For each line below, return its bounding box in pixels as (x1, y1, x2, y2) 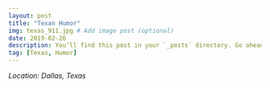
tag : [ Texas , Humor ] (8, 49, 78, 57)
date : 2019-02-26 (8, 34, 67, 42)
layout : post (8, 11, 52, 20)
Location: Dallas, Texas (8, 71, 86, 80)
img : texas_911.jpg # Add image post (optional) (8, 26, 174, 34)
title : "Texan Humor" (8, 19, 81, 27)
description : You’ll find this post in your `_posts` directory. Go (8, 42, 243, 50)
